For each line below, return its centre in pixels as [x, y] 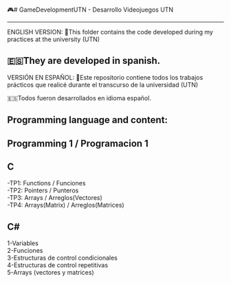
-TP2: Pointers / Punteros [43, 190]
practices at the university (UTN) [54, 39]
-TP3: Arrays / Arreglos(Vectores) [55, 198]
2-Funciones [25, 251]
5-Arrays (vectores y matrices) [51, 273]
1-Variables [23, 243]
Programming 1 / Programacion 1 [78, 143]
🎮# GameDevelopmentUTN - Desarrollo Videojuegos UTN [90, 10]
